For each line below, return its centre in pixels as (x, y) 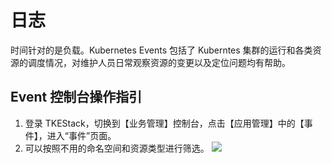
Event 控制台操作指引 (76, 97)
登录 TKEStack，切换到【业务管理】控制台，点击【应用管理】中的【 (164, 123)
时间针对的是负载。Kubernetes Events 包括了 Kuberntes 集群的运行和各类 (161, 50)
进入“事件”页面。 (81, 135)
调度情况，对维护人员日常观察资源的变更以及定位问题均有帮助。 (159, 62)
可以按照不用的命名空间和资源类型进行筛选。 (117, 148)
